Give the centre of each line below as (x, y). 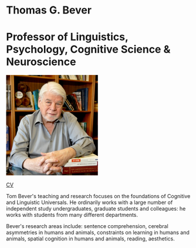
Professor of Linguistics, (67, 37)
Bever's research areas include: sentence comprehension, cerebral (87, 226)
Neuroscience (41, 62)
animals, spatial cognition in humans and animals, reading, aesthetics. (90, 239)
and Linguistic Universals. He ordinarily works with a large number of (89, 202)
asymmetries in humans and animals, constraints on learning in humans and (98, 232)
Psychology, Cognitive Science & (88, 50)
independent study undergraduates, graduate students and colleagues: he (96, 208)
